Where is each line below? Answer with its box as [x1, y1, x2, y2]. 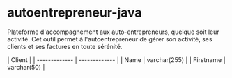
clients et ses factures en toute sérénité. [7, 42, 123, 50]
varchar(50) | [7, 63, 45, 71]
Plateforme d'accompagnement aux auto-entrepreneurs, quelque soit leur [7, 28, 219, 36]
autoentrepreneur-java [7, 5, 142, 21]
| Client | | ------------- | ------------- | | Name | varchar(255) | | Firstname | [7, 55, 226, 64]
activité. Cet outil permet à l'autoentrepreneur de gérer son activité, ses [7, 35, 212, 43]
